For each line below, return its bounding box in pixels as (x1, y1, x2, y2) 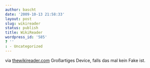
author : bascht (5, 7, 36, 12)
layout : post (5, 16, 32, 21)
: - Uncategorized (5, 44, 43, 49)
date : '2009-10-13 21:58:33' (5, 12, 65, 17)
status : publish (5, 26, 38, 31)
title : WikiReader (5, 30, 43, 35)
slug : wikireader (5, 21, 41, 26)
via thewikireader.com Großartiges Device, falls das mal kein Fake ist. (5, 57, 146, 63)
